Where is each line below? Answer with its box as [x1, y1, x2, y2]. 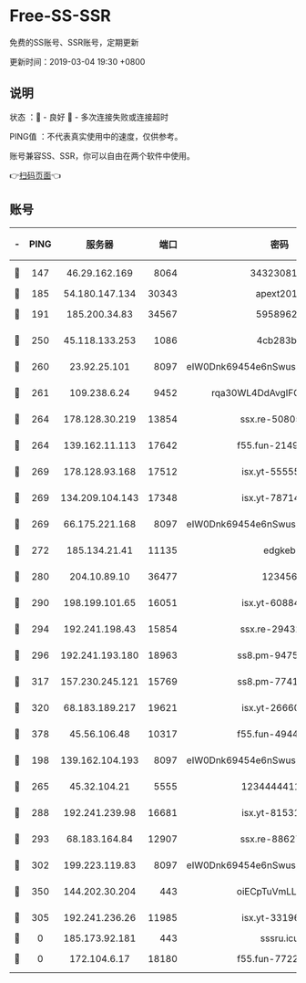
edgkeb [263, 544, 296, 557]
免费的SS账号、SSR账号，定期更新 [9, 37, 139, 47]
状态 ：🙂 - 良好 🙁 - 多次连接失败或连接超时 [9, 111, 168, 122]
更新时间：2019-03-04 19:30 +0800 [9, 56, 146, 67]
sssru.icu [260, 932, 300, 945]
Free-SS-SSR [9, 5, 111, 26]
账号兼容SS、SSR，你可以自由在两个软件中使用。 [9, 150, 195, 161]
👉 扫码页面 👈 [9, 170, 62, 181]
